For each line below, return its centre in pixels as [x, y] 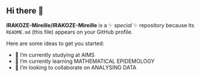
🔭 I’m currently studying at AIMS [54, 54]
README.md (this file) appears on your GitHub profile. [69, 32]
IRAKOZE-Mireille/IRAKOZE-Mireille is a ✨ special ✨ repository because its [100, 25]
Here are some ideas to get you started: [55, 43]
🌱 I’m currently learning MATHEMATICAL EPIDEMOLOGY [85, 61]
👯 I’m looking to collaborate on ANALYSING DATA [75, 67]
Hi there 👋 [25, 11]
